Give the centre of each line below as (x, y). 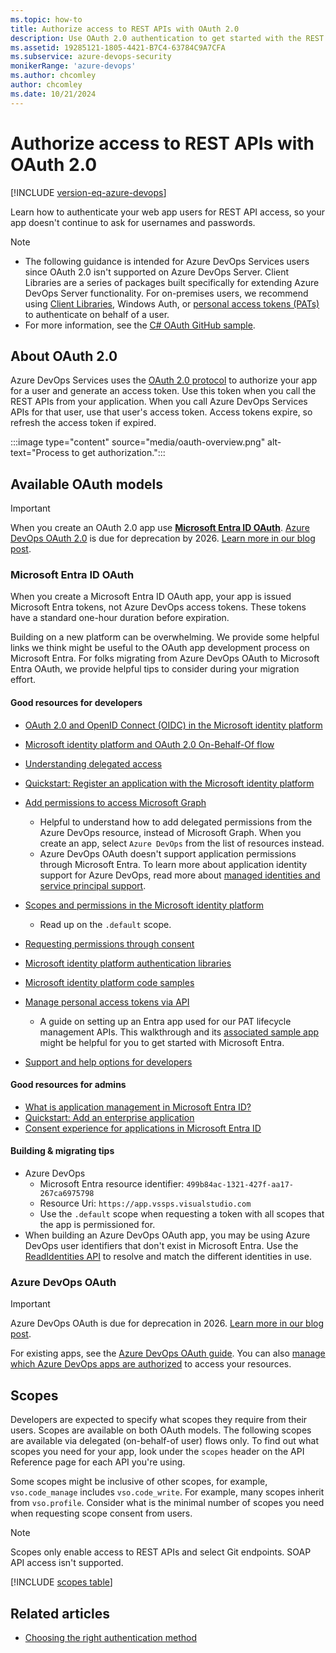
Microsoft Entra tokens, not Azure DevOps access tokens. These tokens (158, 607)
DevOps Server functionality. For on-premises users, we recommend (166, 293)
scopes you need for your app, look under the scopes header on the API (157, 1452)
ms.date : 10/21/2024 (53, 94)
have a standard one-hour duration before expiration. (120, 618)
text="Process (40, 453)
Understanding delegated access (93, 763)
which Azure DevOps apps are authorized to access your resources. (151, 1364)
